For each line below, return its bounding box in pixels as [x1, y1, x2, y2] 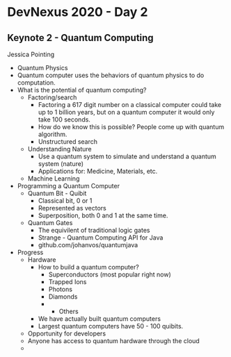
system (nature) [38, 160, 84, 167]
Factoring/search [27, 93, 77, 101]
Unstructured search [38, 138, 98, 146]
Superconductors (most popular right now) [48, 270, 172, 279]
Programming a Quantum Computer [17, 182, 120, 190]
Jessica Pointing [7, 50, 55, 58]
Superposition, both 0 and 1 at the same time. [38, 211, 168, 219]
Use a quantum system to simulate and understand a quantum [38, 152, 217, 160]
